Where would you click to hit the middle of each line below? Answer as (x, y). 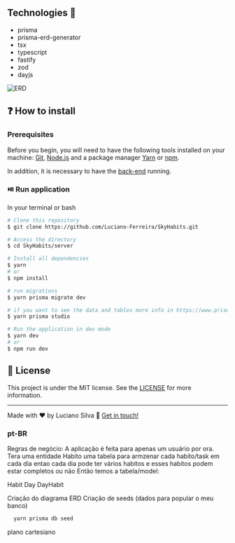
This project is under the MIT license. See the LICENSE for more (100, 387)
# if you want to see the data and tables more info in (90, 310)
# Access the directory (42, 239)
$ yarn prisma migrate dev (47, 297)
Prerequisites (30, 135)
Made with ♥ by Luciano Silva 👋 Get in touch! (73, 415)
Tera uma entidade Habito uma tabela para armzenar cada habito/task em (114, 456)
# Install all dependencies (48, 259)
